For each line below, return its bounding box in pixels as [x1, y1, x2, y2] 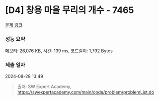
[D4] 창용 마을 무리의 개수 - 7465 [5, 4, 134, 16]
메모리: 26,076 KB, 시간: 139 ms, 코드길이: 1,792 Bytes [5, 48, 113, 54]
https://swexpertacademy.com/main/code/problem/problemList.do [17, 89, 155, 95]
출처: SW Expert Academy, [17, 83, 72, 90]
